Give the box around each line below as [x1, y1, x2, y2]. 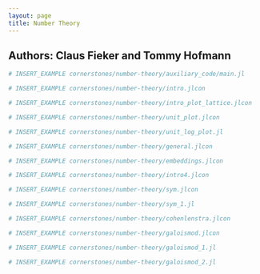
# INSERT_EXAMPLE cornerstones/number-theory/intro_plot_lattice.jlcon [8, 99, 252, 107]
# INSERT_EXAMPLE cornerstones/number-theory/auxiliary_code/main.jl [8, 70, 246, 79]
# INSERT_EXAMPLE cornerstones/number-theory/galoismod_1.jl [8, 244, 217, 252]
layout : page [8, 11, 52, 20]
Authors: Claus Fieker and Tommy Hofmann [8, 49, 231, 62]
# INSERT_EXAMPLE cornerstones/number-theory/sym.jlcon [8, 186, 198, 194]
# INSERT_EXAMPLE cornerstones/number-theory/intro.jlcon [8, 85, 206, 93]
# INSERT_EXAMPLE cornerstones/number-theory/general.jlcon [8, 142, 214, 151]
